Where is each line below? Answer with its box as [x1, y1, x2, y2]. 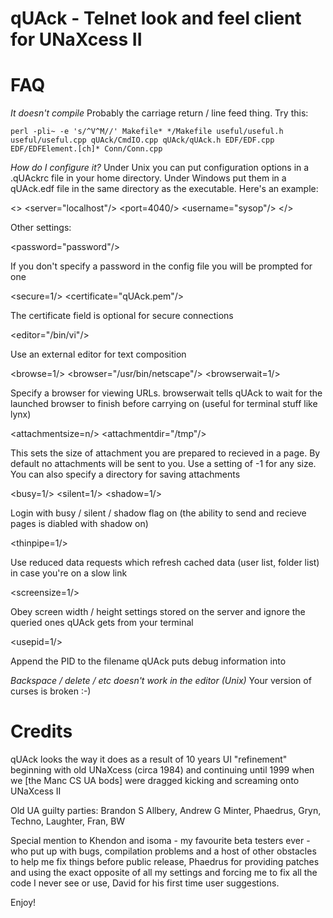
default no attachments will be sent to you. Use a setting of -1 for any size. [10, 458, 317, 470]
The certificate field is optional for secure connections [10, 310, 234, 322]
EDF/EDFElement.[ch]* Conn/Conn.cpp [10, 144, 163, 154]
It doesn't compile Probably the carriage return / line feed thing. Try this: [10, 107, 309, 119]
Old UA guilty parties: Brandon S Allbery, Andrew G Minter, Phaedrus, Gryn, [10, 805, 322, 817]
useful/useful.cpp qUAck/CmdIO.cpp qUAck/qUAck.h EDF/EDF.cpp [10, 135, 275, 146]
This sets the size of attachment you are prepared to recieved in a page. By [10, 447, 321, 459]
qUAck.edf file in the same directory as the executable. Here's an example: [10, 183, 319, 195]
